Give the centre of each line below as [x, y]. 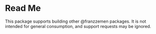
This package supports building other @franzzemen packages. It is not [76, 21]
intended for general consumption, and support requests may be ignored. [78, 26]
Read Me [23, 8]
